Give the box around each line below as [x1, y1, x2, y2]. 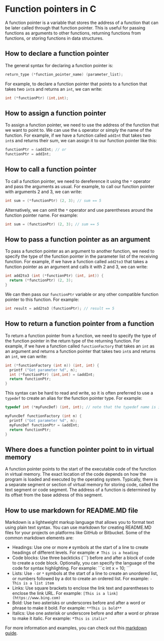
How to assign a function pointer [5, 109, 106, 117]
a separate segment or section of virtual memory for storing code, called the [5, 482, 159, 488]
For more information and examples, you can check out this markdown [5, 625, 147, 631]
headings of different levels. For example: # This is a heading [12, 550, 139, 555]
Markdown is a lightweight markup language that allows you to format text [5, 519, 154, 525]
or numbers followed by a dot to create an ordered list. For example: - [12, 576, 153, 581]
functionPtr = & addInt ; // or [5, 147, 67, 152]
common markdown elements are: [5, 535, 74, 541]
